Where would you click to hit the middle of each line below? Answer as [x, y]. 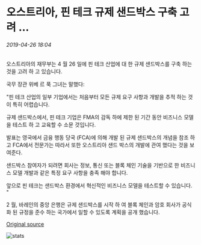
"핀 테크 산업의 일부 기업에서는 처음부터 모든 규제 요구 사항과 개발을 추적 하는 [96, 97]
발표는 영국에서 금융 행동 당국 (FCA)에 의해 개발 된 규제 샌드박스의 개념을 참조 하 [101, 138]
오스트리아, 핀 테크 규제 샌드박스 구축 [92, 12]
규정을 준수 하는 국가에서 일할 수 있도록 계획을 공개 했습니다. [89, 212]
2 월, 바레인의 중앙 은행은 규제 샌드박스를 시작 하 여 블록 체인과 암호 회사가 [94, 205]
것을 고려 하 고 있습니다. [34, 71]
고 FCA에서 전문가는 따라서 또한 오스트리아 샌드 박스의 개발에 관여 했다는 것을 [97, 145]
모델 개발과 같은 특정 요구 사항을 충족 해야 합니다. [70, 173]
